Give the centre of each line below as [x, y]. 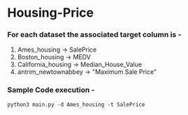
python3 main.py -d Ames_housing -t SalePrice [76, 105]
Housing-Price [51, 13]
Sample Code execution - [51, 90]
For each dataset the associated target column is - [94, 35]
